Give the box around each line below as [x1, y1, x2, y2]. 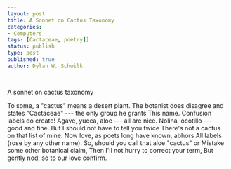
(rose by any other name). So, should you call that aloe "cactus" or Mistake [7, 138, 225, 147]
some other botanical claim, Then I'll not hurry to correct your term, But [7, 146, 214, 154]
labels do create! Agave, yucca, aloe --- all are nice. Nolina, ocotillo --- [7, 116, 213, 125]
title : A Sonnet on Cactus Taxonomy [7, 17, 114, 24]
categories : [7, 23, 42, 30]
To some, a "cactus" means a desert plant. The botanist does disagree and [7, 101, 224, 109]
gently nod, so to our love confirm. [7, 154, 107, 162]
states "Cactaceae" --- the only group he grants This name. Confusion [7, 109, 212, 117]
